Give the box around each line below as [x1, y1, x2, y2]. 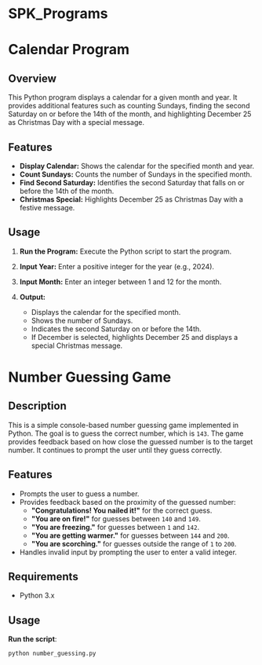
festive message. [19, 203, 75, 212]
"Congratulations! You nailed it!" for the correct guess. [31, 506, 213, 515]
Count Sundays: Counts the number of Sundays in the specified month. [19, 170, 253, 179]
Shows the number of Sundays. [31, 316, 133, 325]
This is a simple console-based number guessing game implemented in [8, 420, 239, 429]
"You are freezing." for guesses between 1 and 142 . [31, 522, 200, 532]
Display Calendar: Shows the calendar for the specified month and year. [19, 162, 255, 170]
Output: [19, 292, 45, 301]
